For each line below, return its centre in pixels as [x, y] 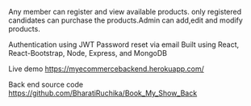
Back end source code [46, 85]
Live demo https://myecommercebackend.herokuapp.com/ [106, 69]
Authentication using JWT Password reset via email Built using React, [124, 45]
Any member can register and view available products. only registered [125, 12]
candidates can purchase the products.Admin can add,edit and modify [126, 20]
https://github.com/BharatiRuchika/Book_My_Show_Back [103, 93]
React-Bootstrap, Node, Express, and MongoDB [88, 53]
